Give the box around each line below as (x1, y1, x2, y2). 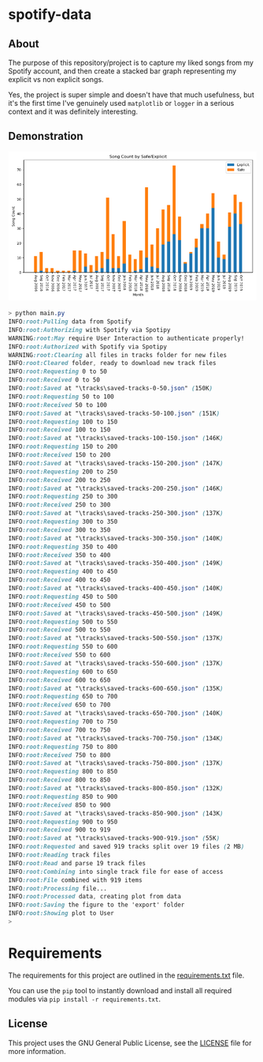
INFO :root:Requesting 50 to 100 (8, 393, 114, 401)
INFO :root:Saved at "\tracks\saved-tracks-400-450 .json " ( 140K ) (8, 585, 224, 593)
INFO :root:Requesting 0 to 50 (8, 367, 108, 376)
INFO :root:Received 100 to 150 (8, 426, 111, 434)
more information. (8, 1046, 66, 1056)
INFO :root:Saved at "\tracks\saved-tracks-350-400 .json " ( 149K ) (8, 559, 224, 567)
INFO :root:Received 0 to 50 (8, 376, 101, 384)
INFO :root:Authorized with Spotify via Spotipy (8, 342, 168, 351)
